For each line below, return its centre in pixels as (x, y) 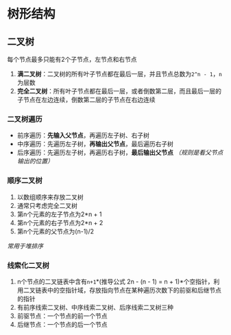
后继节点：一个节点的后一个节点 (62, 324)
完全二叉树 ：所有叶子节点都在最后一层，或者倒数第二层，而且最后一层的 (119, 91)
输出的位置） (35, 161)
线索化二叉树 (28, 265)
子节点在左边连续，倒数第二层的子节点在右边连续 (86, 100)
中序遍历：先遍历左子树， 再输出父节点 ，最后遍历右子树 (95, 144)
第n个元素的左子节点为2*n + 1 (59, 214)
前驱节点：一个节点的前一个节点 (62, 316)
